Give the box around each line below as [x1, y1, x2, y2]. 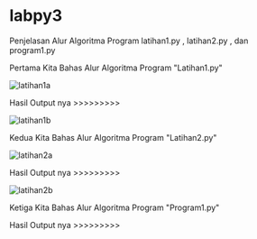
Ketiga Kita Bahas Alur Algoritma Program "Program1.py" [9, 202, 220, 213]
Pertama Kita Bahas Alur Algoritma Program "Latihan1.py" [9, 62, 223, 73]
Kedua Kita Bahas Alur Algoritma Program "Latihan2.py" [9, 132, 217, 142]
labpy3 [9, 5, 63, 26]
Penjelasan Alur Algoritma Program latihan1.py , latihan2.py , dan [9, 35, 249, 46]
